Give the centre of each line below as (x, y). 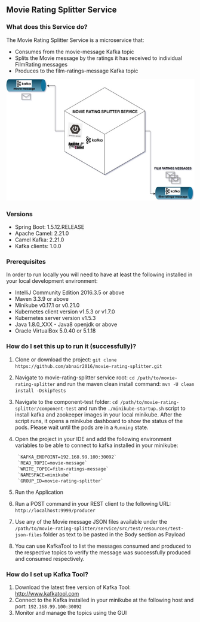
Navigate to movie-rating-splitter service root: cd (75, 378)
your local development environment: (52, 281)
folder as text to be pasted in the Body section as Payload (114, 534)
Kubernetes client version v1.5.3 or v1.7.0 (65, 312)
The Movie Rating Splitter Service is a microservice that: (75, 40)
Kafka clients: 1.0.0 (38, 246)
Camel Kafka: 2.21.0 (39, 240)
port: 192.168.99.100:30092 (48, 606)
